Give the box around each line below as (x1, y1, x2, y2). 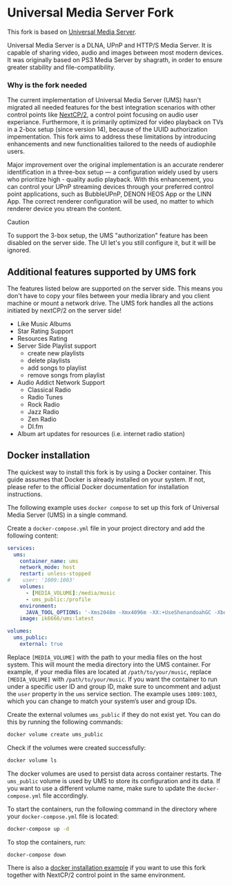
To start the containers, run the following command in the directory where (7, 805, 217, 813)
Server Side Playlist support (17, 342, 97, 350)
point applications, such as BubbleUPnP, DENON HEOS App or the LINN (7, 190, 212, 198)
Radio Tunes (27, 393, 64, 402)
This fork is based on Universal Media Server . (7, 28, 137, 36)
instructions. (7, 490, 43, 498)
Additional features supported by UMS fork (7, 266, 197, 277)
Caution (7, 218, 30, 226)
